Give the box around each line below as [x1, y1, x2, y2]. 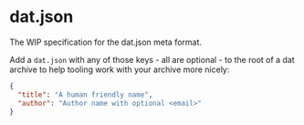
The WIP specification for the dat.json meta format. [9, 36, 203, 47]
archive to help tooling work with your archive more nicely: [9, 64, 230, 75]
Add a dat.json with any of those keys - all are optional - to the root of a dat [9, 54, 295, 65]
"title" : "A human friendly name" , [17, 89, 153, 99]
